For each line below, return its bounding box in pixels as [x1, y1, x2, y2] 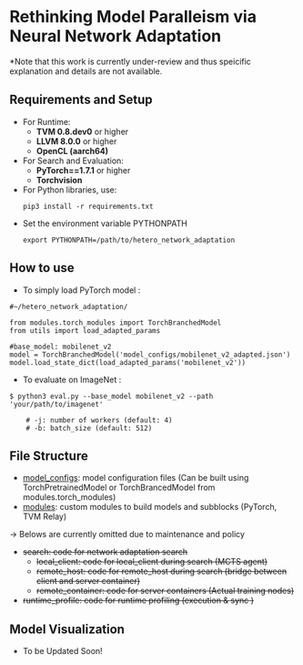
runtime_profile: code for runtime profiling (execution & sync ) [22, 595, 255, 606]
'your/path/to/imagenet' [9, 400, 104, 409]
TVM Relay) [22, 511, 67, 522]
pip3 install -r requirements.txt [22, 202, 154, 211]
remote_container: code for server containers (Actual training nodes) [35, 586, 294, 597]
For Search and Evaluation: [22, 155, 125, 166]
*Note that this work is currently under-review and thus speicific [9, 56, 252, 67]
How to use [9, 260, 75, 275]
